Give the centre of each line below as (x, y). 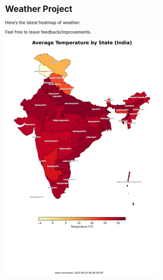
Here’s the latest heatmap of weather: (43, 22)
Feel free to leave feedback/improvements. (48, 32)
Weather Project (39, 9)
